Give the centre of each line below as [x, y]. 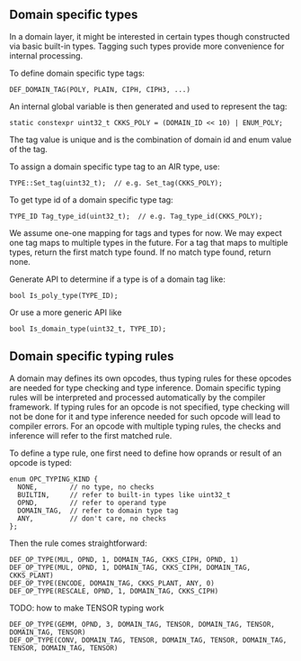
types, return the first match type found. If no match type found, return [140, 252]
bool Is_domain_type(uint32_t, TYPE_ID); [88, 329]
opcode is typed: [40, 462]
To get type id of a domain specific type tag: [91, 199]
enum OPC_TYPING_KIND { [54, 479]
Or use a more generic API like [66, 312]
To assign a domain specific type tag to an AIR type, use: [115, 167]
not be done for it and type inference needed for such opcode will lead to [145, 416]
